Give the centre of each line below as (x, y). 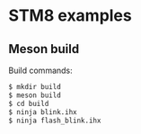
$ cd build (29, 103)
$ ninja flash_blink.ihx (55, 121)
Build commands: (40, 70)
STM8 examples (70, 16)
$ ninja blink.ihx (43, 112)
